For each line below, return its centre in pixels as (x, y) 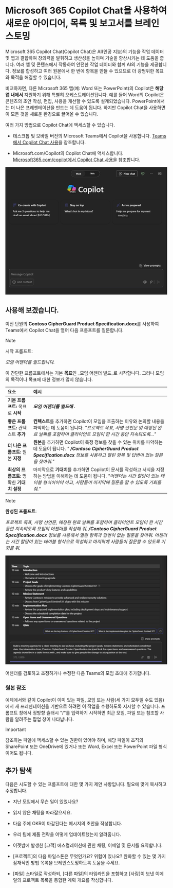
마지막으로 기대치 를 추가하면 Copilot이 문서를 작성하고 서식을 (94, 469)
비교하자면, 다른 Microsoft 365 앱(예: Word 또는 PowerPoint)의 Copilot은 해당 (84, 88)
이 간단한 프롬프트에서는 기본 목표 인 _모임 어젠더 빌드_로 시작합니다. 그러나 (80, 373)
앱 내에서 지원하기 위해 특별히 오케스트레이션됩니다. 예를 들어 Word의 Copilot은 (85, 94)
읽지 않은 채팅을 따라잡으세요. (42, 812)
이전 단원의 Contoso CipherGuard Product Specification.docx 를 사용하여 (82, 324)
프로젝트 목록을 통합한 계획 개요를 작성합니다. (68, 880)
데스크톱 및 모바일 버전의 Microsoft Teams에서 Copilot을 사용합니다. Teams (90, 136)
